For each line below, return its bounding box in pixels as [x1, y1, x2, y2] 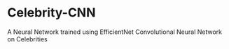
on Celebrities [7, 35, 48, 43]
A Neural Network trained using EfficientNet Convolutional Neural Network [7, 28, 223, 36]
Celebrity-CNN [7, 5, 96, 21]
